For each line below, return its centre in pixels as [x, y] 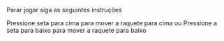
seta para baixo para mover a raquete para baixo [77, 30]
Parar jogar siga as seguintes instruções [65, 10]
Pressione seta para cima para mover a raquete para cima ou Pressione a [112, 23]
